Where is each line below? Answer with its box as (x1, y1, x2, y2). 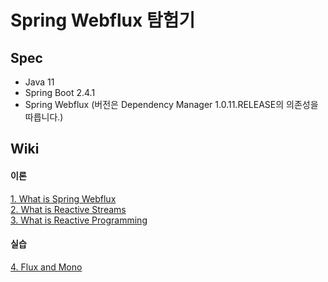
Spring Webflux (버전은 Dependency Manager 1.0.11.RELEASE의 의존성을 (24, 99, 319, 110)
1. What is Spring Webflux (10, 192, 117, 205)
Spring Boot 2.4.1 (24, 87, 96, 98)
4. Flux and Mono (10, 261, 83, 273)
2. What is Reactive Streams (10, 203, 127, 215)
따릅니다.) (24, 111, 64, 123)
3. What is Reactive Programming (10, 214, 148, 226)
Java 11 (24, 76, 55, 88)
